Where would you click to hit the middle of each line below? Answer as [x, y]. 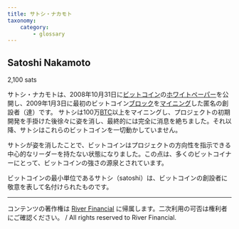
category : [35, 27]
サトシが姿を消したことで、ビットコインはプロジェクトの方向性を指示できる [119, 145]
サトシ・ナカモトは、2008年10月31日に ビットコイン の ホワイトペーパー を [115, 95]
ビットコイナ [213, 154]
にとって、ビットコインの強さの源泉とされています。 [91, 163]
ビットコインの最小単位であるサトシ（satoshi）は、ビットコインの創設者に [118, 178]
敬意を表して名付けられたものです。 [60, 187]
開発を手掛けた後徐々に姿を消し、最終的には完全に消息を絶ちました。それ [116, 121]
